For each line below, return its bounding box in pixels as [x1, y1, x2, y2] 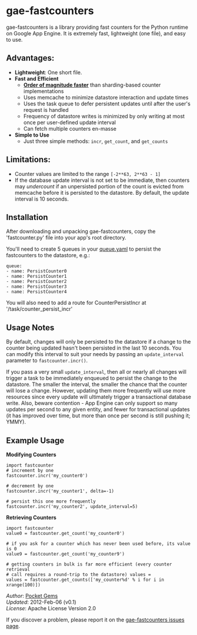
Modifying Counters [6, 451, 57, 458]
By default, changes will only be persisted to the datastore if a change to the [6, 338, 191, 345]
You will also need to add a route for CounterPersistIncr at [6, 299, 146, 307]
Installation [6, 212, 48, 222]
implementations [23, 87, 64, 95]
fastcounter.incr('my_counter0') [6, 473, 88, 478]
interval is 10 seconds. [14, 195, 69, 202]
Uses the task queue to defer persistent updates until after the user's [23, 100, 191, 107]
